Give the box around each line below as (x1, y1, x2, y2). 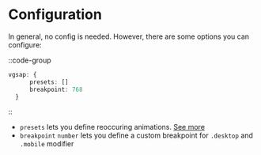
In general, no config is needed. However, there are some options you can (8, 32, 250, 41)
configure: (8, 40, 42, 49)
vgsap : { (8, 70, 37, 78)
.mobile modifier (19, 139, 74, 149)
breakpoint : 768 (28, 85, 83, 93)
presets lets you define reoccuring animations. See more (19, 123, 206, 132)
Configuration (8, 6, 103, 24)
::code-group (8, 55, 51, 65)
